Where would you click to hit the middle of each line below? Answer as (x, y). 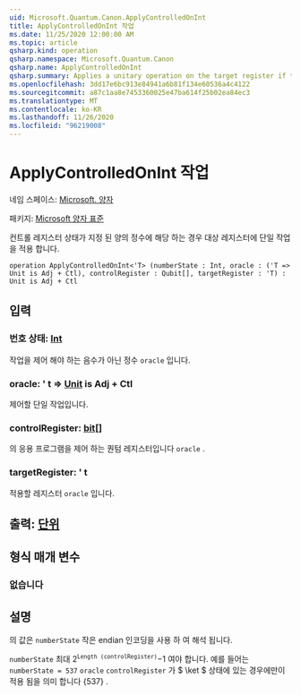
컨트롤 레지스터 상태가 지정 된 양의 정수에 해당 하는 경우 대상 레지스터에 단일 (142, 237)
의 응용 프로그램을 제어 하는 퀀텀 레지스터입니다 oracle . (107, 449)
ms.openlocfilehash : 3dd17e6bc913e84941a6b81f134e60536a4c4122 (130, 84)
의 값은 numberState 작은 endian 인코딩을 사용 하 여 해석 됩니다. (121, 640)
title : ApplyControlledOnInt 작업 (72, 26)
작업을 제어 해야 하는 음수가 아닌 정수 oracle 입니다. (100, 360)
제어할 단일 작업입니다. (49, 404)
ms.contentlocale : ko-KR (56, 109)
